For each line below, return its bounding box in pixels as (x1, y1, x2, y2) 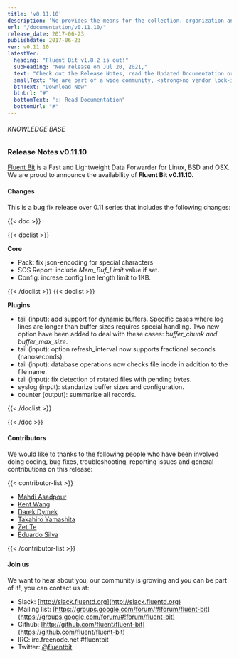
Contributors (7, 434, 47, 442)
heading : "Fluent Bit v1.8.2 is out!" (14, 57, 129, 64)
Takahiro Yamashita (17, 515, 76, 524)
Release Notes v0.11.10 (7, 147, 87, 157)
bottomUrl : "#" (14, 103, 59, 110)
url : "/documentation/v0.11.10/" (7, 23, 107, 31)
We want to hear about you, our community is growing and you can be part (7, 576, 228, 585)
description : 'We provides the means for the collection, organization (7, 17, 224, 24)
